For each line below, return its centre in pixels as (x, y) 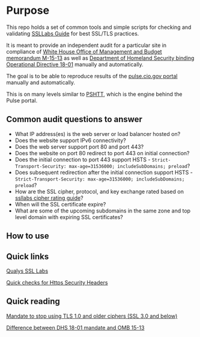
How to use (28, 236)
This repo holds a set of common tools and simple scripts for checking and (99, 27)
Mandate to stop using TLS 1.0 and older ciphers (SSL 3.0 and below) (92, 316)
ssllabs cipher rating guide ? (49, 198)
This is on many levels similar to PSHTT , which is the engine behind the (94, 94)
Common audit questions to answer (74, 119)
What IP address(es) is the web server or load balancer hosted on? (98, 134)
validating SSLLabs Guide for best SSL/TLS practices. (73, 33)
